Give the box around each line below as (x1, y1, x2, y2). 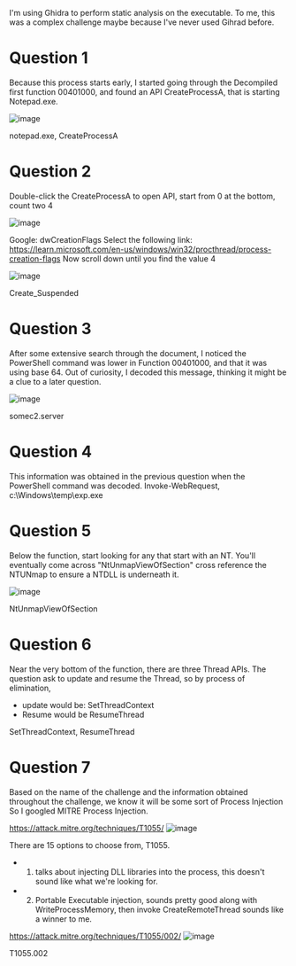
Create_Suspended (9, 287, 80, 298)
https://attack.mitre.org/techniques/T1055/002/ (9, 931, 182, 941)
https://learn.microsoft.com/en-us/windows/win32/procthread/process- (9, 244, 272, 254)
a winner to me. (34, 913, 93, 924)
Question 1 (9, 48, 88, 68)
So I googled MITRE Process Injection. (9, 806, 148, 816)
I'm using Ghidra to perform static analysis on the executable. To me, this (9, 8, 276, 18)
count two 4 (9, 199, 53, 211)
